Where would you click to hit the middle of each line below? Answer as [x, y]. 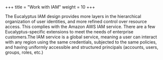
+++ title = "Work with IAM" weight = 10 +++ [50, 7]
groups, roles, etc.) [24, 52]
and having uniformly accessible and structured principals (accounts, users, [82, 47]
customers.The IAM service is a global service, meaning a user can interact [81, 37]
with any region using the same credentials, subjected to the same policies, [81, 42]
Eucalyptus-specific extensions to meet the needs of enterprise [69, 32]
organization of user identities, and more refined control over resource [76, 22]
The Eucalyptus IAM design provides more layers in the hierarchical [73, 16]
